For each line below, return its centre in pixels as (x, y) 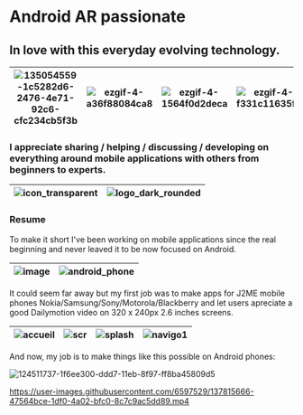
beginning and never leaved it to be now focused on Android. (123, 249)
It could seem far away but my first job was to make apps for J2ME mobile (147, 293)
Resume (28, 220)
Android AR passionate (98, 17)
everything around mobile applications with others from (134, 158)
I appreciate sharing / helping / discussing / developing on (139, 146)
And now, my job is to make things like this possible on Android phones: (142, 356)
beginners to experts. (58, 169)
